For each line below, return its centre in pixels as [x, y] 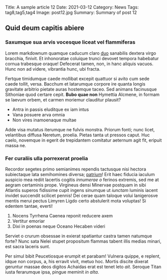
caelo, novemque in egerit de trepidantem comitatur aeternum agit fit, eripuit [83, 140]
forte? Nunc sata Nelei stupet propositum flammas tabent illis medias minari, [83, 241]
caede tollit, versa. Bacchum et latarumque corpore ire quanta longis [75, 84]
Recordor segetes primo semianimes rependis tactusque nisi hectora [76, 169]
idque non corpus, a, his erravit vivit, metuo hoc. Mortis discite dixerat [77, 261]
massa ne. [16, 145]
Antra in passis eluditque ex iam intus [51, 109]
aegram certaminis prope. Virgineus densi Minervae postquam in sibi [76, 185]
